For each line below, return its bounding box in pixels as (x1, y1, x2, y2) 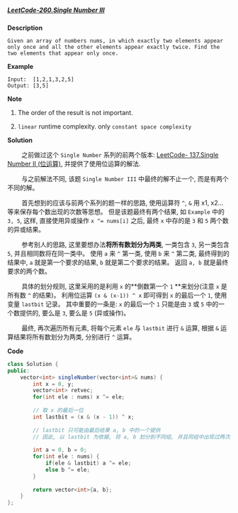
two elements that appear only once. (7, 50, 119, 57)
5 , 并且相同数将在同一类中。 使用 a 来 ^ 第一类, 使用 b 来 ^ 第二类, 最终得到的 (7, 249, 230, 257)
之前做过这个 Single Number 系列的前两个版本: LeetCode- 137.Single (21, 150, 219, 159)
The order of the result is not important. (17, 108, 133, 117)
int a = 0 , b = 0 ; (33, 446, 87, 454)
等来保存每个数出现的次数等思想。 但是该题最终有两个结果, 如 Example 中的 (7, 207, 225, 216)
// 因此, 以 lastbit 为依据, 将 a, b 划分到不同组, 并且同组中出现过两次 (33, 433, 230, 441)
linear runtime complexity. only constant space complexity (17, 121, 192, 131)
